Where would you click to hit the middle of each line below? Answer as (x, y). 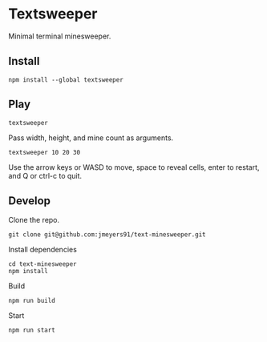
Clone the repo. (34, 220)
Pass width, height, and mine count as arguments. (91, 138)
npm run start (32, 330)
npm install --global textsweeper (66, 80)
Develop (29, 201)
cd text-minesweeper (43, 264)
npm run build (32, 301)
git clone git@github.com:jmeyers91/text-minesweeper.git (107, 235)
